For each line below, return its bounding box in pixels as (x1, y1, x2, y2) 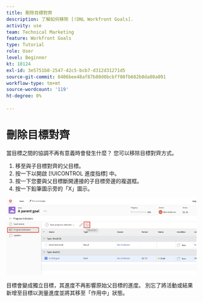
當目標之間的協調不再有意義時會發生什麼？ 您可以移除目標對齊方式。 (6, 149, 177, 156)
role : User (6, 49, 34, 55)
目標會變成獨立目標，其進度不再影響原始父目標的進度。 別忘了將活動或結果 (6, 281, 193, 289)
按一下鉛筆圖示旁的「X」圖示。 (14, 185, 94, 192)
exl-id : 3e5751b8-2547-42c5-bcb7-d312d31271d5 (6, 67, 126, 73)
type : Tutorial (6, 42, 45, 48)
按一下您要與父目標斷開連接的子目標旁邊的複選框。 (14, 177, 143, 184)
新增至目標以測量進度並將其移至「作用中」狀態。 (6, 289, 128, 297)
